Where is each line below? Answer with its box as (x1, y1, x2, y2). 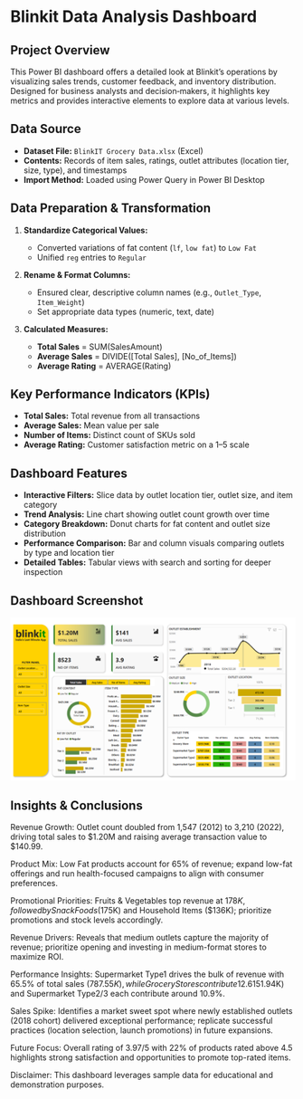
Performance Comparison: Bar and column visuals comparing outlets (23, 538, 285, 549)
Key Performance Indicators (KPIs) (10, 387, 211, 402)
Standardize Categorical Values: (23, 225, 148, 235)
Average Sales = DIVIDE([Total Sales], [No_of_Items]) (36, 350, 238, 361)
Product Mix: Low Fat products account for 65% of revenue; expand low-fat (10, 858, 293, 870)
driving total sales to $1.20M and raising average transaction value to (10, 831, 268, 843)
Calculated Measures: (23, 323, 109, 334)
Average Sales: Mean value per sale (23, 420, 160, 431)
